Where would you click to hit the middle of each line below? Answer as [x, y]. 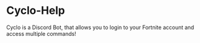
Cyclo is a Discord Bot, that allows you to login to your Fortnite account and [100, 27]
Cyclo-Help [36, 11]
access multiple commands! [41, 33]
